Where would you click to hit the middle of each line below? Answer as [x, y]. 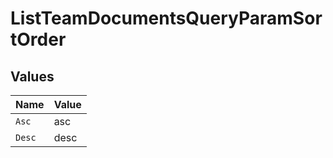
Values [32, 76]
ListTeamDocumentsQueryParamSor [166, 18]
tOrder [38, 39]
